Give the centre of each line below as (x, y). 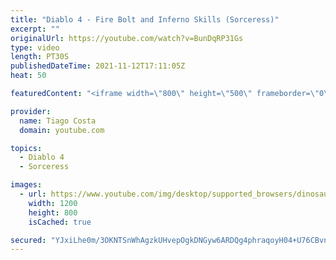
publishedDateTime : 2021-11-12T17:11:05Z (98, 66)
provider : (31, 111)
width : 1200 (53, 203)
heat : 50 (28, 76)
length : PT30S (40, 57)
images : (26, 185)
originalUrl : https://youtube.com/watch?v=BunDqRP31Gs (127, 38)
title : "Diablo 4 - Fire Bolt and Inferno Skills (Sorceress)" (145, 19)
